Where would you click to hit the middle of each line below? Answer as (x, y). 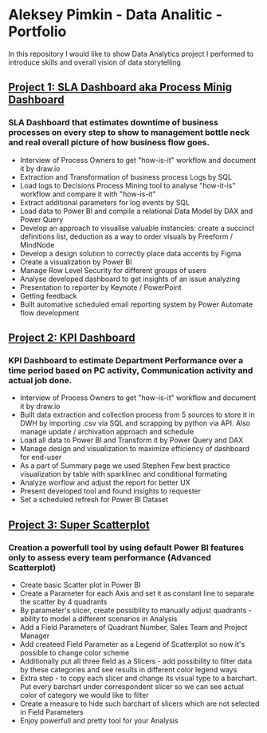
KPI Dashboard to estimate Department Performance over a (126, 360)
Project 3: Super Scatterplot (79, 525)
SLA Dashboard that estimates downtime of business (114, 123)
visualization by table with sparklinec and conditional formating (123, 474)
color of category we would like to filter (84, 695)
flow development (49, 312)
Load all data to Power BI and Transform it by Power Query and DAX (132, 440)
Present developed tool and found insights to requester (110, 491)
